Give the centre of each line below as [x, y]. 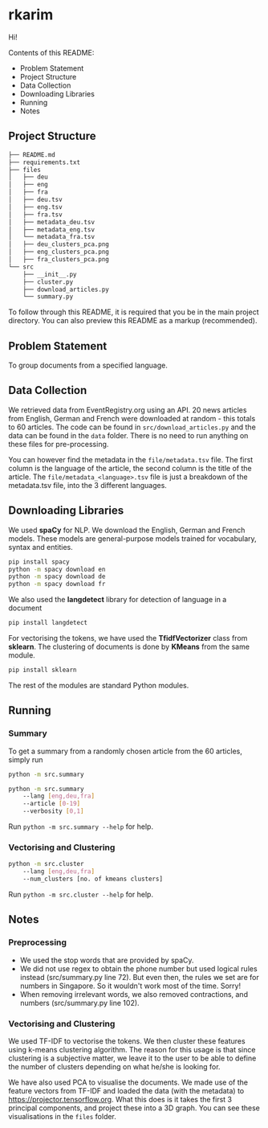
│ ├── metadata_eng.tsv [51, 230]
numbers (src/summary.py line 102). [79, 1003]
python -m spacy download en [57, 569]
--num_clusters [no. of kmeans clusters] [93, 879]
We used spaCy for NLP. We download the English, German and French [127, 530]
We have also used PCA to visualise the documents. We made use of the [128, 1082]
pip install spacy [39, 562]
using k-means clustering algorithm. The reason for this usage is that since [132, 1049]
